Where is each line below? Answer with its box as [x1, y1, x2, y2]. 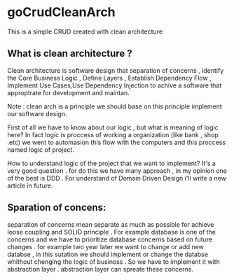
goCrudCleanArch [7, 4, 116, 20]
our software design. [7, 109, 68, 118]
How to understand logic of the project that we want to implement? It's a [7, 159, 216, 167]
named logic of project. [7, 145, 75, 154]
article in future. [7, 181, 53, 190]
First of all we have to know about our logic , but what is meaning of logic [7, 123, 219, 132]
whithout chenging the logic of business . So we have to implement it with [7, 257, 221, 266]
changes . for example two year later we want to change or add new [7, 242, 205, 251]
